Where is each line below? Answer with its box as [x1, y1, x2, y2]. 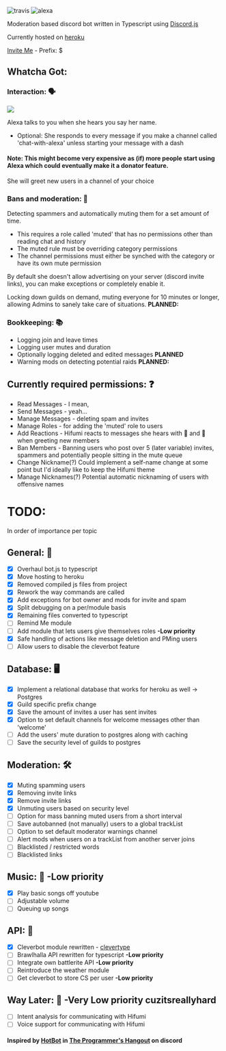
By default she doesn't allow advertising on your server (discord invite [7, 273, 205, 281]
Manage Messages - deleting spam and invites [16, 415, 149, 423]
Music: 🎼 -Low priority [7, 871, 104, 882]
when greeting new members [16, 436, 100, 445]
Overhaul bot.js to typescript [16, 565, 98, 573]
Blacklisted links [16, 850, 63, 859]
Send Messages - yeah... [16, 408, 87, 416]
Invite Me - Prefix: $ [7, 47, 63, 54]
